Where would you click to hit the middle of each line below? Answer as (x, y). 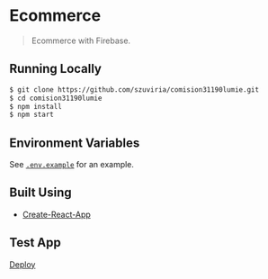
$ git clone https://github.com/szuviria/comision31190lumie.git (134, 90)
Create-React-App (57, 214)
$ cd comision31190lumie (56, 98)
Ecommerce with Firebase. (81, 40)
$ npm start (31, 115)
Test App (35, 243)
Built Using (40, 193)
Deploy (22, 264)
